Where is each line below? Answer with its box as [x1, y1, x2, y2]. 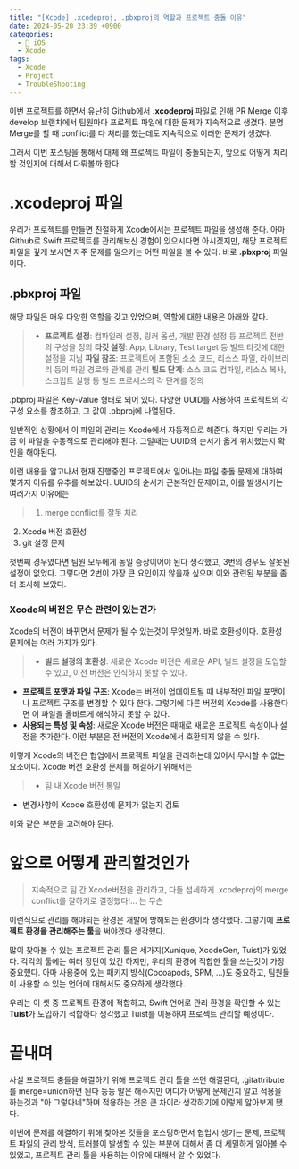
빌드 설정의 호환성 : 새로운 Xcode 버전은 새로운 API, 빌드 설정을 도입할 [44, 655, 287, 667]
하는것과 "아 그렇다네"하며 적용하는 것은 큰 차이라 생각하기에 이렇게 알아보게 [9, 1096, 274, 1107]
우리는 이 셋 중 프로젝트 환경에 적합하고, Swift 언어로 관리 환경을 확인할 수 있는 [9, 997, 282, 1008]
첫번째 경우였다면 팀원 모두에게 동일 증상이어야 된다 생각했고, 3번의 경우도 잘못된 [9, 557, 290, 567]
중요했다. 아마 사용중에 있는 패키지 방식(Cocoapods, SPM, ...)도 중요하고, [9, 967, 266, 977]
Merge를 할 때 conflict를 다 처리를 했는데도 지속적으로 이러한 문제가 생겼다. [9, 127, 272, 139]
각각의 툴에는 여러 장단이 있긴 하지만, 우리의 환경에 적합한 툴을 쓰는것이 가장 [21, 955, 286, 967]
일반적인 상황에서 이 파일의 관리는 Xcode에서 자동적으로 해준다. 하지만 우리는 [9, 424, 278, 435]
